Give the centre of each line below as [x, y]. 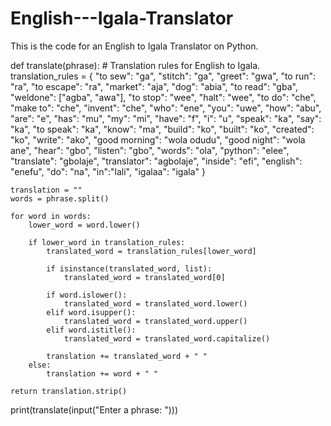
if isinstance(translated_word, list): [129, 268]
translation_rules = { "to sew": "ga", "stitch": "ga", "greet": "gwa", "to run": [163, 76]
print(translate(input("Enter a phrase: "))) [94, 409]
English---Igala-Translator [122, 18]
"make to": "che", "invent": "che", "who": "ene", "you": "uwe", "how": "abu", [166, 108]
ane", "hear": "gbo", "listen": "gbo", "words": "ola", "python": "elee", [150, 150]
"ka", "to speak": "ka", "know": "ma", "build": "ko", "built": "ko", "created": [162, 129]
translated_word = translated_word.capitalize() [167, 338]
